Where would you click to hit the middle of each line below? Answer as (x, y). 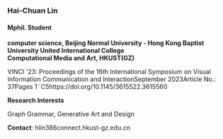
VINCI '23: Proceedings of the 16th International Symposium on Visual (109, 72)
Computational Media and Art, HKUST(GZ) (71, 58)
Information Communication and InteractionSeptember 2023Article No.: (111, 79)
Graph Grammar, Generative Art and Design (71, 114)
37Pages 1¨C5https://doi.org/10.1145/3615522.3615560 (87, 87)
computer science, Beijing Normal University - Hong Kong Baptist (106, 43)
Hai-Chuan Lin (33, 11)
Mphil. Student (29, 28)
